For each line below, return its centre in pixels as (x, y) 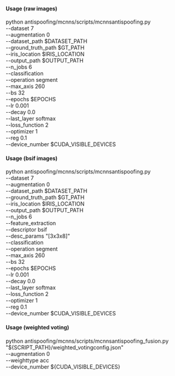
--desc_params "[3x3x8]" (38, 236)
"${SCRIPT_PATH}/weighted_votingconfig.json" (65, 347)
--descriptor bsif (26, 230)
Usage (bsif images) (32, 158)
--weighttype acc (28, 360)
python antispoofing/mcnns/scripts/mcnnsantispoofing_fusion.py (87, 341)
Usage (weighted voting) (38, 327)
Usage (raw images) (32, 8)
